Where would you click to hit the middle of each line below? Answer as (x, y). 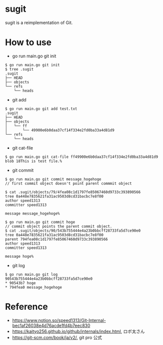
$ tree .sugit (20, 69)
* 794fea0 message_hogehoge (34, 287)
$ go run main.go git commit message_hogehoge (53, 179)
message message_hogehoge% (32, 213)
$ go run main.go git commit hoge (40, 222)
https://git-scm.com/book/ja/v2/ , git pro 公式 (57, 337)
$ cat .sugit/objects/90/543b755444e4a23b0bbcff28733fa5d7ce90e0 (73, 231)
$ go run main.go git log (31, 274)
